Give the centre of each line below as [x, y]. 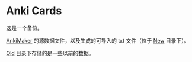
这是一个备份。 [24, 28]
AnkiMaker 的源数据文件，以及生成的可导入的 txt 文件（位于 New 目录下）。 [98, 40]
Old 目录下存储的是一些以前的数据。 [50, 53]
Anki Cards [34, 11]
